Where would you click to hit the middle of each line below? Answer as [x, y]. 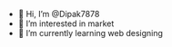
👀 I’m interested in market [66, 23]
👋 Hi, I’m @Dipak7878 [59, 14]
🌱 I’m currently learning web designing [91, 33]
